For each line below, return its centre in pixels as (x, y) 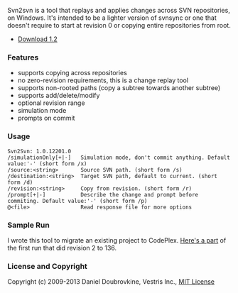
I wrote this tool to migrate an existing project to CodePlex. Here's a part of (117, 240)
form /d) (20, 182)
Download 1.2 (38, 39)
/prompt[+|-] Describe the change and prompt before (103, 194)
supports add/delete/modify (59, 96)
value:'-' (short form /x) (47, 164)
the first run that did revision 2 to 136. (62, 248)
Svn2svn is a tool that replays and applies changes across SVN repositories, (119, 10)
